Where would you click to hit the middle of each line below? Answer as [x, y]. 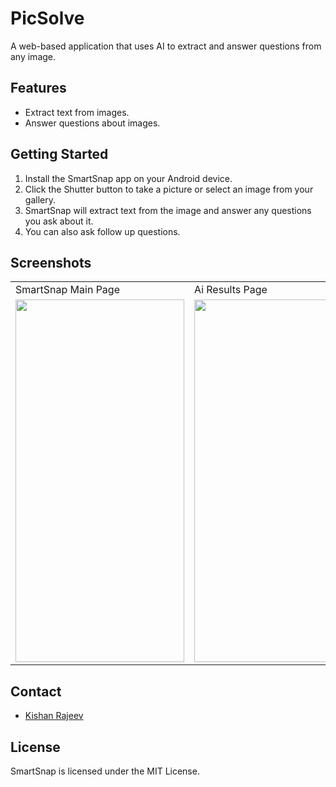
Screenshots [51, 262]
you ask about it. [59, 221]
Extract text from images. [77, 112]
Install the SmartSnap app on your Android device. [128, 178]
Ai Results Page [231, 290]
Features [38, 88]
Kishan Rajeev [54, 716]
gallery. [40, 199]
